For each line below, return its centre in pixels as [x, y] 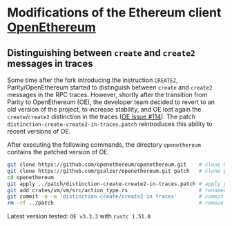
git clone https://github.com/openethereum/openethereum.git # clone [114, 165]
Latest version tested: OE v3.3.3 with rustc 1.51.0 [79, 216]
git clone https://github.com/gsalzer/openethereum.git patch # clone [114, 171]
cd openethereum [30, 177]
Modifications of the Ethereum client [114, 13]
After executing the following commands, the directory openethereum [104, 145]
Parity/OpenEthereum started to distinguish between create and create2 [110, 87]
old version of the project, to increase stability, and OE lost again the [104, 109]
